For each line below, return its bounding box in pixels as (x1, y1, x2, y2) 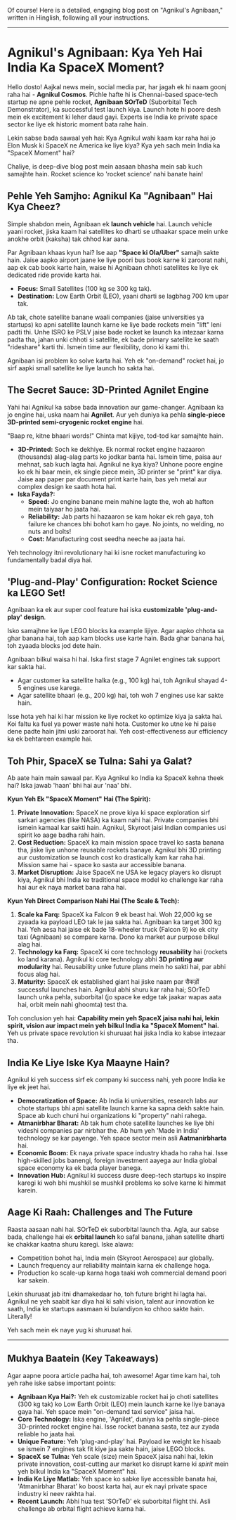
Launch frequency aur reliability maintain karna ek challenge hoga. (17, 1261, 211, 1269)
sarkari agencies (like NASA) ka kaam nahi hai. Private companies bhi (17, 816, 219, 824)
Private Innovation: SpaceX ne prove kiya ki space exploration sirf (17, 808, 211, 817)
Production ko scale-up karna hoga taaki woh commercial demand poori (17, 1268, 227, 1277)
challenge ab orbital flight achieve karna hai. (17, 1504, 146, 1513)
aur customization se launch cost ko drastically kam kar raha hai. (17, 853, 205, 862)
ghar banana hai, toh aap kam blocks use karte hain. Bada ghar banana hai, (7, 634, 225, 642)
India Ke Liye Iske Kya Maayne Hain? (7, 1057, 171, 1069)
